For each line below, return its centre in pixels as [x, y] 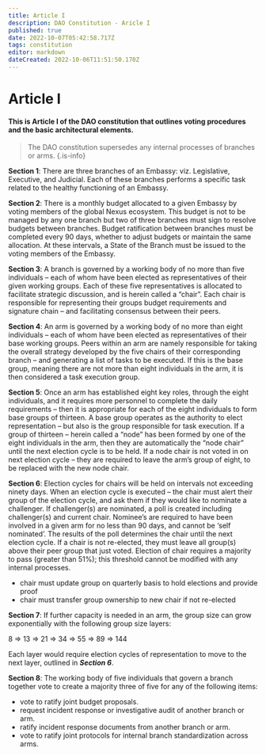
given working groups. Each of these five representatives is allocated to [125, 286]
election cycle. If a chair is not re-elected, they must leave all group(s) [122, 543]
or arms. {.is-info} [57, 156]
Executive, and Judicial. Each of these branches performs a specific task [127, 180]
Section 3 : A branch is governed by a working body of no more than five [127, 269]
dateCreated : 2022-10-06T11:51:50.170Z [74, 60]
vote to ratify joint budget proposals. [79, 702]
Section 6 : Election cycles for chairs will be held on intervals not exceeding [131, 483]
